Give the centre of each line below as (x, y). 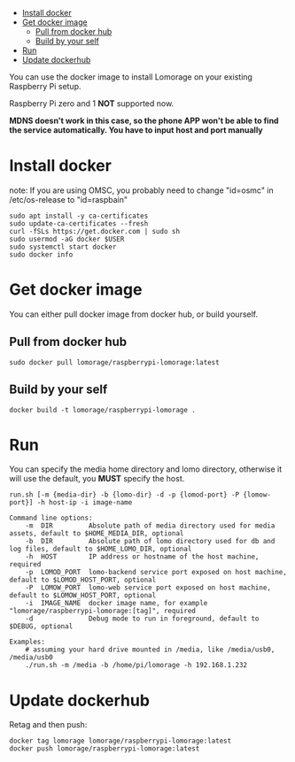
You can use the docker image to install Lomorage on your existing (131, 77)
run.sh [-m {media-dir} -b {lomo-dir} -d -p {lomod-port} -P (124, 495)
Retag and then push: (48, 725)
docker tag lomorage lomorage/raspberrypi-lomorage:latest (120, 741)
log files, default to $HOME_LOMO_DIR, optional (101, 549)
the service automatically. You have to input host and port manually (136, 130)
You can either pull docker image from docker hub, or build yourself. (134, 314)
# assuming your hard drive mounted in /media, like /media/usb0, (150, 650)
